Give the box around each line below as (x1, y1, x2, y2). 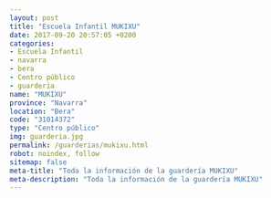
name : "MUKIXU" (9, 89, 68, 99)
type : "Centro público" (9, 124, 100, 133)
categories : (9, 38, 55, 48)
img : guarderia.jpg (9, 132, 84, 141)
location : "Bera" (9, 107, 76, 116)
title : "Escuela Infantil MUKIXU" (9, 22, 141, 31)
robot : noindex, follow (9, 149, 100, 158)
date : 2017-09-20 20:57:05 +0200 (9, 30, 137, 39)
